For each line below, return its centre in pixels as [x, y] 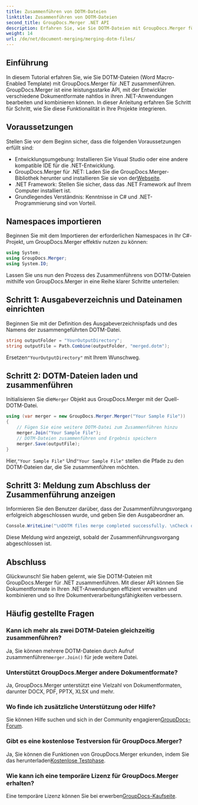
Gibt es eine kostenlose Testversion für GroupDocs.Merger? [94, 741]
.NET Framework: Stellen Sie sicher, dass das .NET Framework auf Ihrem [103, 184]
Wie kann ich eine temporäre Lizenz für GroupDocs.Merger [92, 775]
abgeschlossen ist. [29, 543]
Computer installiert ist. [43, 190]
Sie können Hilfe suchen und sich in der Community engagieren [83, 720]
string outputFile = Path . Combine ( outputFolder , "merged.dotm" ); [88, 346]
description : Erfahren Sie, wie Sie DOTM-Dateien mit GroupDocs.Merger [96, 28]
